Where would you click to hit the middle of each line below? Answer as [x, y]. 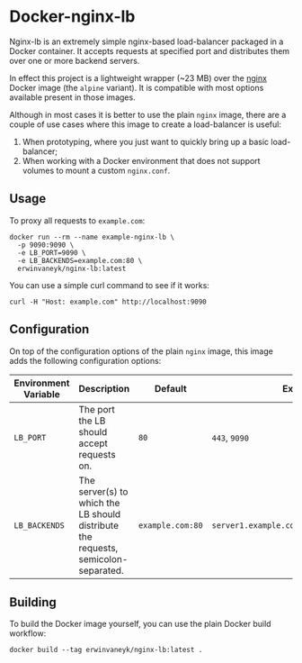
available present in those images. [73, 97]
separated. [101, 570]
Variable [42, 394]
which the [99, 503]
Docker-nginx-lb [72, 17]
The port [97, 409]
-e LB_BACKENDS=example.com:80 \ [80, 260]
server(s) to [103, 491]
